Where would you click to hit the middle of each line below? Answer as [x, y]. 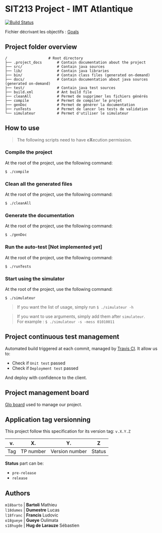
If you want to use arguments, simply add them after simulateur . [81, 316]
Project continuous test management [62, 337]
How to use [22, 128]
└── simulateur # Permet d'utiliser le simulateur [67, 113]
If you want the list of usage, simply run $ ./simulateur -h [75, 307]
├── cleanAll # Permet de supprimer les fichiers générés [77, 96]
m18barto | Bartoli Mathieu [31, 505]
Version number [69, 452]
